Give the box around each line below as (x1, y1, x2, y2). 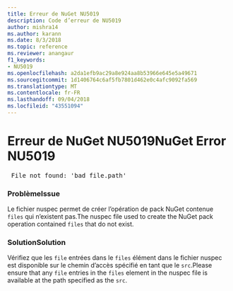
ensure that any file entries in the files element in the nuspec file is (7, 268, 208, 277)
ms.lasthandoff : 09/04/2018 (7, 96, 90, 103)
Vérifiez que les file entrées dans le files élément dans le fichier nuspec (7, 253, 222, 262)
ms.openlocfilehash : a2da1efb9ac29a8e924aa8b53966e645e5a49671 (7, 69, 198, 76)
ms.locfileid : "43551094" (7, 103, 83, 110)
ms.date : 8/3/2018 (7, 37, 61, 44)
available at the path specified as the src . (7, 276, 128, 285)
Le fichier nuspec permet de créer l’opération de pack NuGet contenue (7, 205, 214, 213)
